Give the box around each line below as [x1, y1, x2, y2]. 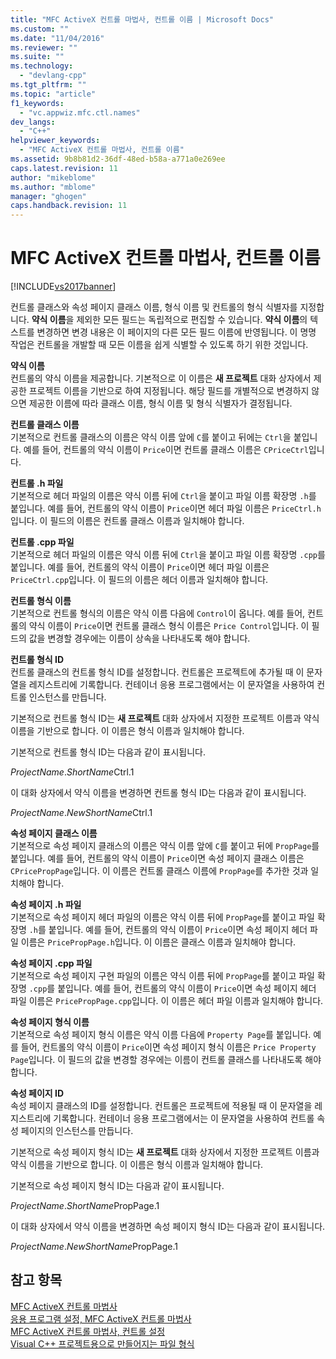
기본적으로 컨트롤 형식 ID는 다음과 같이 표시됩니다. [10, 746, 207, 758]
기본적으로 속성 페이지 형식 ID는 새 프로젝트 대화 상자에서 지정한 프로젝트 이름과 [10, 1146, 320, 1158]
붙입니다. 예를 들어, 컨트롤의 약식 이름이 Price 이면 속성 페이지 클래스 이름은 [10, 852, 305, 865]
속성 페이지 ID [10, 1087, 65, 1100]
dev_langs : [10, 117, 56, 127]
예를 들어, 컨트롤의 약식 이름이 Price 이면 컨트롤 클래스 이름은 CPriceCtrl [23, 444, 309, 456]
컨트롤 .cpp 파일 [10, 536, 75, 548]
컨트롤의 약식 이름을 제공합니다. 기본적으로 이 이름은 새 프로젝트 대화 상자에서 [10, 372, 312, 385]
